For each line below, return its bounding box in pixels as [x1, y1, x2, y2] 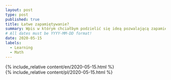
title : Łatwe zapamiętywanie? [5, 21, 70, 27]
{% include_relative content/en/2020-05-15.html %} [5, 64, 115, 70]
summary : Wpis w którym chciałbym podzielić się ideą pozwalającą [5, 26, 149, 31]
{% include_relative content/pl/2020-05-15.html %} [5, 69, 113, 75]
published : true [5, 17, 40, 22]
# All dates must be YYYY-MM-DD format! [5, 31, 93, 36]
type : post [5, 12, 28, 17]
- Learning [10, 45, 33, 50]
